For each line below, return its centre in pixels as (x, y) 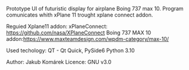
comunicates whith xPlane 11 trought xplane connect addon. (80, 15)
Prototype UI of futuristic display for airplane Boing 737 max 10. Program (95, 9)
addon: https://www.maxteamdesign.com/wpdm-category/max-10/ (88, 39)
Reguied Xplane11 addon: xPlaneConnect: (57, 26)
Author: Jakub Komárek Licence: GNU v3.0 (59, 62)
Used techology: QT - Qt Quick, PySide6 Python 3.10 (70, 50)
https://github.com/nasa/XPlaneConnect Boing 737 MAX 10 (79, 33)
